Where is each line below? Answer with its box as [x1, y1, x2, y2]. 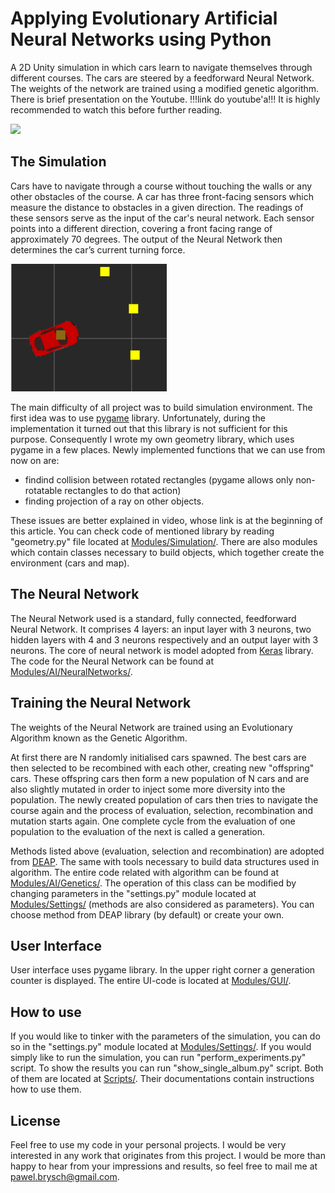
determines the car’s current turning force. [10, 243, 186, 256]
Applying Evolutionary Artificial [10, 7, 278, 30]
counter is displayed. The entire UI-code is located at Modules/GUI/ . [10, 975, 292, 987]
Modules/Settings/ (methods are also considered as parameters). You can [10, 898, 315, 910]
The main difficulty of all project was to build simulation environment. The [10, 401, 313, 413]
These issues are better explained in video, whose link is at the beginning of [10, 514, 324, 526]
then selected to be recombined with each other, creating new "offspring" [10, 762, 315, 774]
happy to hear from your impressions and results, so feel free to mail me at [10, 1160, 318, 1172]
